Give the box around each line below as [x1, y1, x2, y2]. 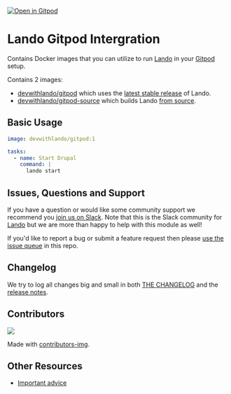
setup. [7, 62, 26, 70]
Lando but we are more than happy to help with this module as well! [7, 220, 202, 229]
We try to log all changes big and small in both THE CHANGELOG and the [7, 280, 218, 289]
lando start [25, 168, 61, 175]
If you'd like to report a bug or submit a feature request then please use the [7, 233, 224, 242]
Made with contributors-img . [7, 340, 90, 348]
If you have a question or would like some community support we [7, 205, 196, 214]
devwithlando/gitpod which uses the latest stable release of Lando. [17, 88, 211, 97]
